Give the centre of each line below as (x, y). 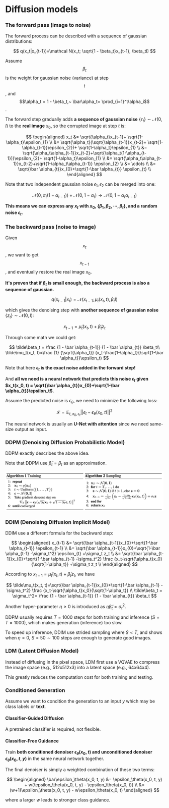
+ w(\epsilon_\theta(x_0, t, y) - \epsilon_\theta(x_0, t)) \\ (81, 785)
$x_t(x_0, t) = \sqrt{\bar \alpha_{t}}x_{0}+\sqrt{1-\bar (62, 385)
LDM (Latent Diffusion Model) (42, 651)
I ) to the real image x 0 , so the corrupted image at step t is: (65, 126)
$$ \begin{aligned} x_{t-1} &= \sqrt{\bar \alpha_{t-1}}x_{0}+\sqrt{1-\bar (84, 543)
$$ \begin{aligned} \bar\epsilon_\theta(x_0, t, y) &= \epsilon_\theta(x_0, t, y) (84, 779)
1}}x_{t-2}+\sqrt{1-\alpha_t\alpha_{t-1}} (53, 164)
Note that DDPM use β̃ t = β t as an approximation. (56, 464)
